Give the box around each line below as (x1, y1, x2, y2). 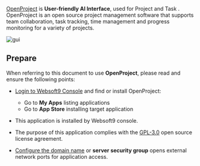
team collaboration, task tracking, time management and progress (6, 18, 170, 25)
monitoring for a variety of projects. (6, 24, 95, 31)
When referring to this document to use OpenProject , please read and (6, 69, 181, 76)
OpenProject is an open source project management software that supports (6, 11, 194, 19)
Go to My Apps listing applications (23, 99, 110, 106)
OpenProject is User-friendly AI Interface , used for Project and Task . (6, 5, 180, 12)
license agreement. (14, 135, 63, 142)
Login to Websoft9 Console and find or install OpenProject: (14, 87, 161, 94)
